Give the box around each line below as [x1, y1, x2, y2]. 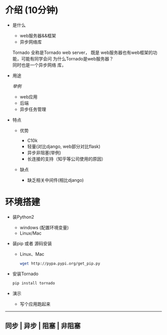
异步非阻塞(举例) [27, 149, 61, 155]
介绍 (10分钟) [5, 4, 59, 16]
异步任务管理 [19, 106, 46, 112]
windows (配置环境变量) [19, 224, 69, 230]
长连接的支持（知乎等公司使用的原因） [27, 156, 106, 162]
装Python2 [12, 214, 34, 220]
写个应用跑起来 [19, 301, 51, 307]
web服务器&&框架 [19, 32, 56, 38]
